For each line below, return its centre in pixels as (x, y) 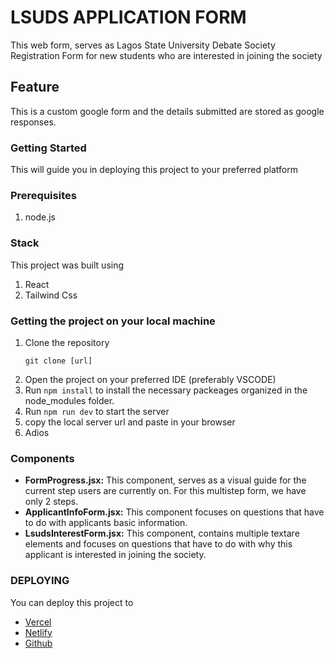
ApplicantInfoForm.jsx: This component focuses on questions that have (174, 512)
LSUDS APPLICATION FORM (128, 17)
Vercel (38, 622)
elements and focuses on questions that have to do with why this (158, 544)
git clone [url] (58, 361)
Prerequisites (43, 195)
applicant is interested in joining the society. (115, 555)
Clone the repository (67, 342)
